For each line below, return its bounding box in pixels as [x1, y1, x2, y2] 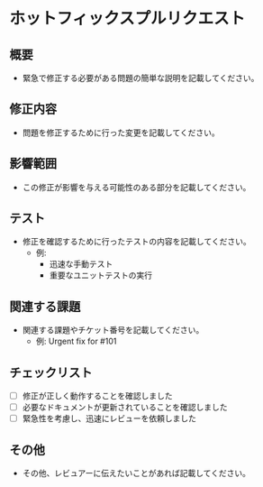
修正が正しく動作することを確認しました [22, 391, 173, 401]
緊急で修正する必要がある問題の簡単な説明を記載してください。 [22, 73, 259, 83]
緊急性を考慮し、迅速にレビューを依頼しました [22, 413, 196, 424]
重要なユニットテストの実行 [49, 270, 153, 280]
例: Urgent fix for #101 [35, 335, 117, 347]
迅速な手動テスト [49, 259, 113, 270]
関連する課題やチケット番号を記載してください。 [22, 325, 204, 335]
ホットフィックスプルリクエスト [9, 8, 246, 29]
